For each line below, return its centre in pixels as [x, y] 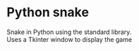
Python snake [48, 12]
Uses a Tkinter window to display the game [69, 39]
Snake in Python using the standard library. [69, 32]
